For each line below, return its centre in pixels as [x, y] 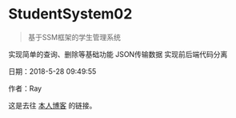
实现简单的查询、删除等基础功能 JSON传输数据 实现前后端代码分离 [118, 54]
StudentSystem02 [70, 14]
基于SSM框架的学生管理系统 [74, 37]
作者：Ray [25, 88]
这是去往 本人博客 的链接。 [52, 105]
